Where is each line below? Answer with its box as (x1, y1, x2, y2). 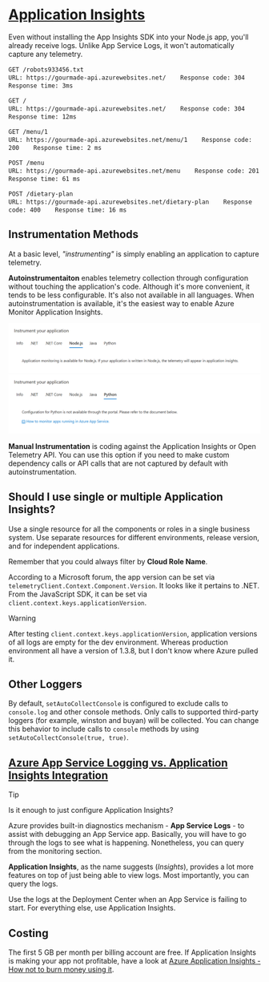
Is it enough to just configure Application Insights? (8, 806, 174, 815)
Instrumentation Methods (8, 228, 139, 241)
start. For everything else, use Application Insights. (8, 903, 176, 913)
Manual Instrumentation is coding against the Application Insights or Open (8, 441, 256, 451)
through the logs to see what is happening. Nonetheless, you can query (8, 838, 244, 847)
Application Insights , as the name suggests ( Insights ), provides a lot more (8, 862, 254, 871)
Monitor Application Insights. (8, 307, 103, 317)
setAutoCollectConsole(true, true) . (8, 733, 130, 742)
